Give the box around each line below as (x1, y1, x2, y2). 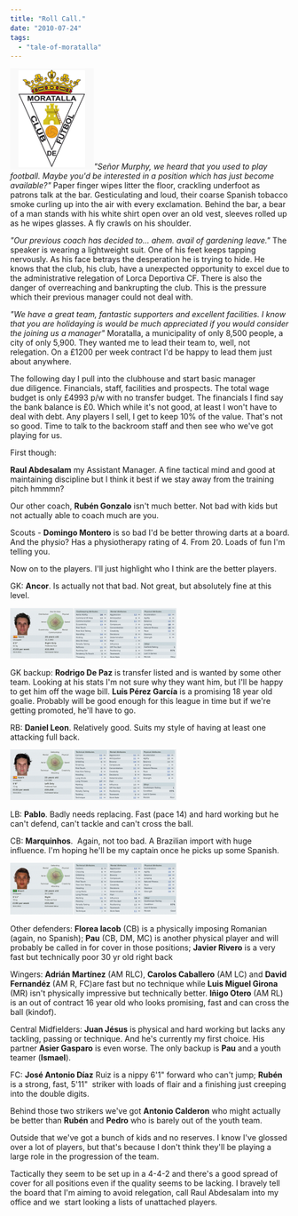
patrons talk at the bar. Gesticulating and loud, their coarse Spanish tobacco (10, 189, 288, 200)
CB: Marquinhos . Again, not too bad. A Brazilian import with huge (10, 836, 252, 846)
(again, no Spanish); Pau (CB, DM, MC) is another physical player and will (10, 933, 278, 944)
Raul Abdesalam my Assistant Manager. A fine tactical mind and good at (10, 465, 276, 476)
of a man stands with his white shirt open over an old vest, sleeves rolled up (10, 209, 287, 220)
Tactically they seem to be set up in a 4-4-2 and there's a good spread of (10, 1169, 278, 1180)
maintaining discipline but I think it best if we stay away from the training (10, 474, 274, 484)
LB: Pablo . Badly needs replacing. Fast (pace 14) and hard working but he (10, 809, 279, 820)
